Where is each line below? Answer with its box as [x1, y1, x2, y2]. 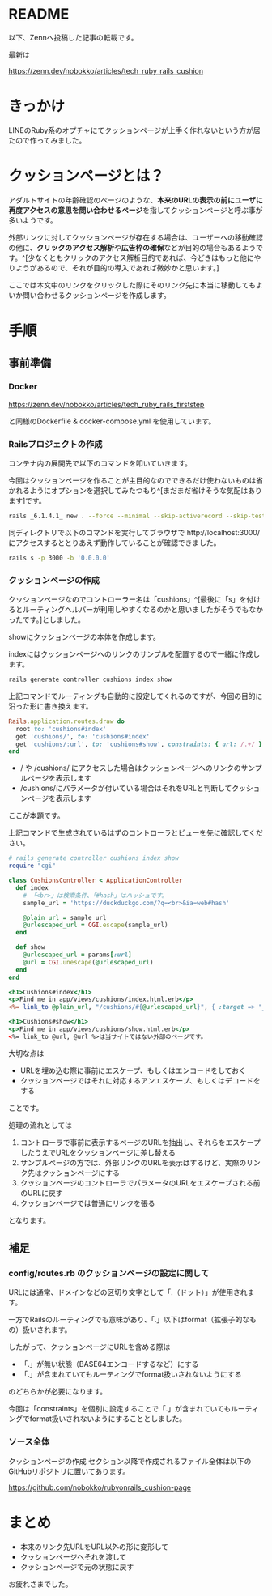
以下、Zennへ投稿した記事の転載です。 [8, 32, 139, 42]
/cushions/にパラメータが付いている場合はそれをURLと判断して [19, 783, 232, 794]
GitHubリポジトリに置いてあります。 [8, 1466, 130, 1476]
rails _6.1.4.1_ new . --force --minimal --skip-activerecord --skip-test [8, 512, 266, 520]
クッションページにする [41, 1168, 120, 1177]
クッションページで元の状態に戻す [19, 1562, 134, 1572]
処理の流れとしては [8, 1120, 73, 1130]
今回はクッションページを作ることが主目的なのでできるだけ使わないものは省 [8, 475, 264, 485]
